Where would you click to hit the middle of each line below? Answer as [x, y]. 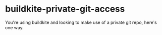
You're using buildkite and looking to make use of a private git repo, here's [81, 22]
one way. [14, 27]
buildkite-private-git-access [65, 9]
